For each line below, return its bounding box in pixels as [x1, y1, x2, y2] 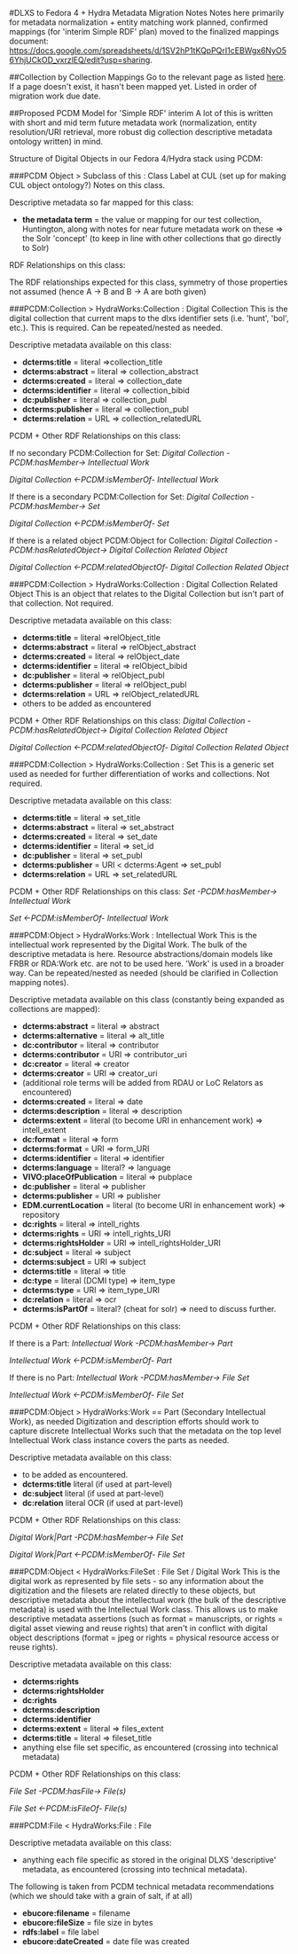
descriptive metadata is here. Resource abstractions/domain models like [9, 949, 273, 959]
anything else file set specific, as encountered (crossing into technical [21, 1742, 278, 1753]
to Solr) [21, 243, 50, 253]
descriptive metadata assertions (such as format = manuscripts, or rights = [9, 1613, 284, 1624]
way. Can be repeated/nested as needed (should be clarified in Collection [9, 968, 278, 978]
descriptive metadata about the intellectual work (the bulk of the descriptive [9, 1595, 286, 1605]
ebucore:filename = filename [21, 1908, 131, 1919]
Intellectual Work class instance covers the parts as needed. [9, 1435, 230, 1445]
